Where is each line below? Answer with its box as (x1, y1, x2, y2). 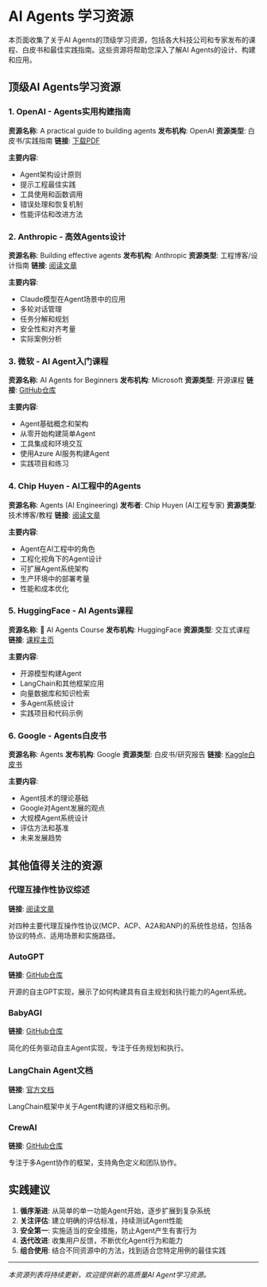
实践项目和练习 (19, 458, 69, 469)
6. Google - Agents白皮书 (8, 730, 107, 741)
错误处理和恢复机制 (19, 199, 83, 209)
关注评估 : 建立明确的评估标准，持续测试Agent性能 (19, 1215, 184, 1225)
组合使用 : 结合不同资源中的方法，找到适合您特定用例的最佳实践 (19, 1245, 226, 1255)
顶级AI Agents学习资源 (8, 80, 121, 94)
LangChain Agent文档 (8, 1065, 94, 1076)
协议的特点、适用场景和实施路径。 (8, 930, 120, 940)
